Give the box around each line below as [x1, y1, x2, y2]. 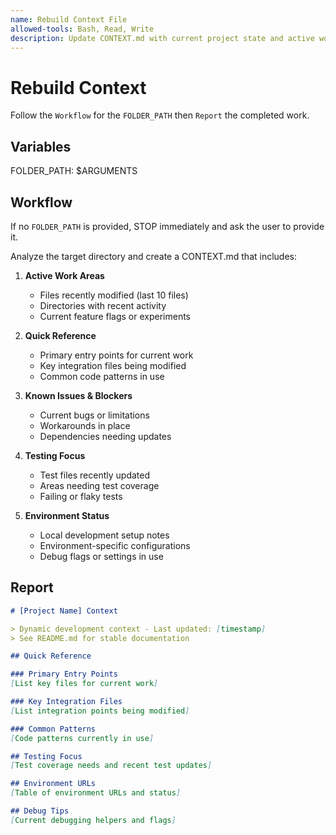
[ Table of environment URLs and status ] [10, 788, 182, 798]
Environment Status [24, 509, 110, 521]
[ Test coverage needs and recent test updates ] [10, 761, 213, 771]
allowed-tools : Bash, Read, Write [10, 24, 155, 34]
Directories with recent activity [39, 299, 167, 311]
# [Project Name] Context [10, 606, 118, 616]
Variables [10, 138, 72, 155]
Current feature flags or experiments [39, 310, 192, 322]
